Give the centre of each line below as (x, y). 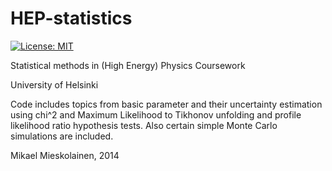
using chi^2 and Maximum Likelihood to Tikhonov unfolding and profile (156, 114)
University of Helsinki (54, 84)
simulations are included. (62, 136)
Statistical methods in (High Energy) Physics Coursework (128, 65)
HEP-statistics (71, 18)
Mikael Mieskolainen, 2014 (65, 155)
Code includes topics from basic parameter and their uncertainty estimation (166, 104)
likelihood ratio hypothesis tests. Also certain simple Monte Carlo (144, 125)
